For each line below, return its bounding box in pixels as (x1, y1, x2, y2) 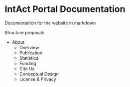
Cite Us (19, 66, 35, 72)
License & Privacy (19, 76, 56, 82)
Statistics (19, 55, 38, 61)
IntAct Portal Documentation (4, 3, 126, 15)
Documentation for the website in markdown (4, 20, 96, 26)
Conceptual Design (19, 71, 59, 77)
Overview (19, 44, 39, 50)
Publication (19, 50, 43, 56)
